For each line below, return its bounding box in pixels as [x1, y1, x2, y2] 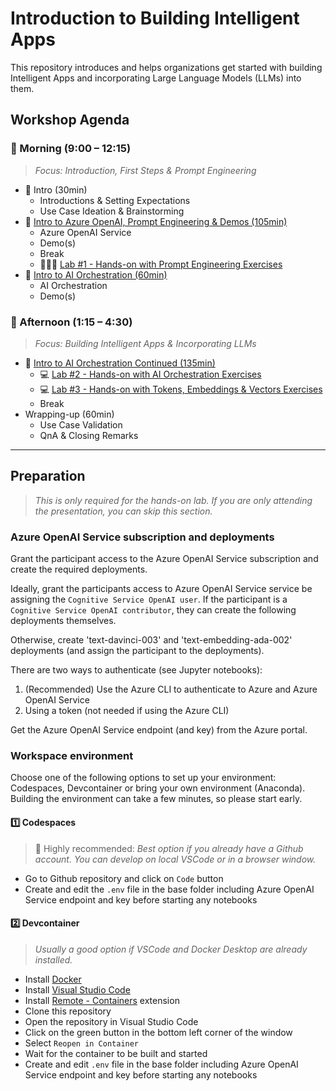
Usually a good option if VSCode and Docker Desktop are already [34, 943, 308, 955]
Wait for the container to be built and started [24, 1047, 208, 1059]
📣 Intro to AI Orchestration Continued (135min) [24, 357, 216, 369]
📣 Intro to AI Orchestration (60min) [24, 268, 168, 281]
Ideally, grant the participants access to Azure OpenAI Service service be [10, 583, 313, 595]
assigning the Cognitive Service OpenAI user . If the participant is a [10, 593, 288, 606]
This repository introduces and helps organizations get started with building [10, 61, 323, 73]
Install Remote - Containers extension [24, 994, 180, 1006]
